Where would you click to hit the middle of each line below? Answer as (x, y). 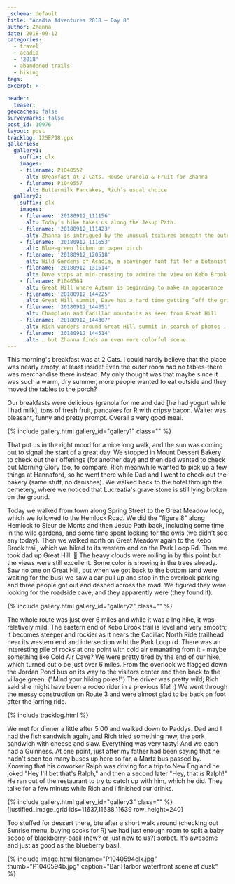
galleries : (23, 144)
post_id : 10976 (29, 124)
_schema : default (33, 14)
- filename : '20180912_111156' (65, 216)
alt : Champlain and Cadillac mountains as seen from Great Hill (121, 314)
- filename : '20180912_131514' (65, 268)
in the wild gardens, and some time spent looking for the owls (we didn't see (117, 533)
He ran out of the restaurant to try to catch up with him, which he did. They (115, 781)
